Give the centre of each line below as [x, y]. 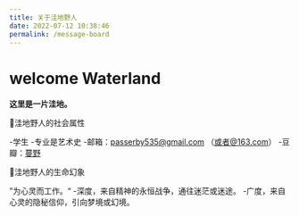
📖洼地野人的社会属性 [47, 123]
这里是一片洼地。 [41, 104]
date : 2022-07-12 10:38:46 [59, 26]
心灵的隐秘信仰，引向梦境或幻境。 [72, 203]
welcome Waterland [85, 78]
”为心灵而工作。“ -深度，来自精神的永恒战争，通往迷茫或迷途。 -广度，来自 [148, 191]
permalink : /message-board [59, 34]
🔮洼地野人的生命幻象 [47, 172]
